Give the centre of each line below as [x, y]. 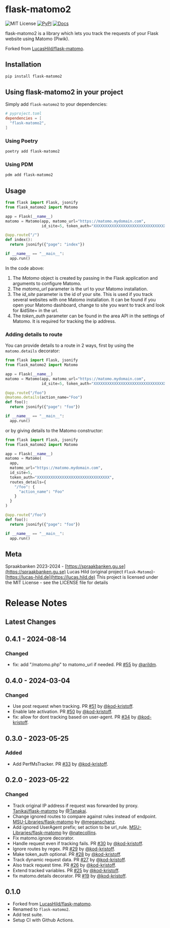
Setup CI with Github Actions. [43, 920]
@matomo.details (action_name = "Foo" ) [44, 398]
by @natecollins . [80, 832]
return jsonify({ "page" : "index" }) [47, 245]
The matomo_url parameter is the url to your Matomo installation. [80, 289]
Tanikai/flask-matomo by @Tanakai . [50, 811]
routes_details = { [28, 482]
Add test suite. [28, 915]
